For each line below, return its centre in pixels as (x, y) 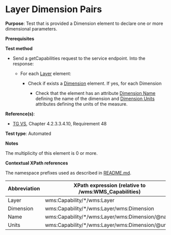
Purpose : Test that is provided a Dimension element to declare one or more (84, 23)
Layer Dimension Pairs (54, 9)
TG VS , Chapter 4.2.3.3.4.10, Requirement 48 (60, 123)
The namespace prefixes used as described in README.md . (68, 173)
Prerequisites (20, 39)
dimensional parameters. (31, 28)
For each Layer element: (46, 73)
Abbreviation (24, 188)
